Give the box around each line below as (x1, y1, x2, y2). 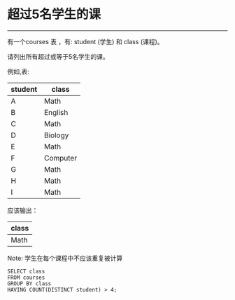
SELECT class (7, 268, 45, 275)
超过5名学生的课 (7, 6, 101, 22)
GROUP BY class (7, 280, 52, 287)
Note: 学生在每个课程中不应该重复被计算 (7, 254, 123, 262)
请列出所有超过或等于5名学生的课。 (7, 52, 110, 60)
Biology (44, 130, 69, 140)
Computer (44, 153, 78, 163)
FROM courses (7, 274, 45, 281)
